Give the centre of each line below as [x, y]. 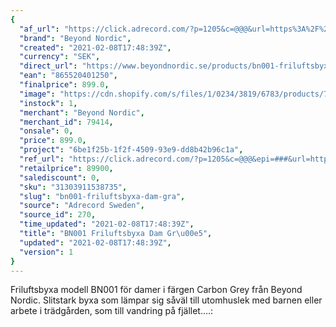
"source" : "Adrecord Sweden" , [82, 206]
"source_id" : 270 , [58, 215]
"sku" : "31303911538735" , [73, 187]
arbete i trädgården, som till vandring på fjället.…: [112, 311]
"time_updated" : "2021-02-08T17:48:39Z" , [107, 224]
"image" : [37, 94]
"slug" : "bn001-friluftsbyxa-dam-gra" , [102, 196]
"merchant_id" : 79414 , [66, 122]
